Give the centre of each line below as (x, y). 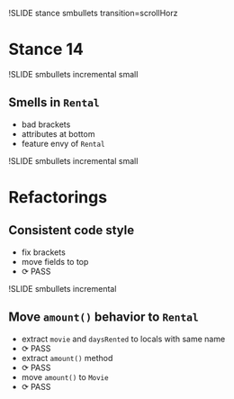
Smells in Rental (54, 103)
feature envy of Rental (63, 143)
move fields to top (55, 261)
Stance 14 (46, 50)
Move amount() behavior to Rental (103, 317)
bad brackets (46, 124)
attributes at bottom (58, 133)
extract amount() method (67, 358)
